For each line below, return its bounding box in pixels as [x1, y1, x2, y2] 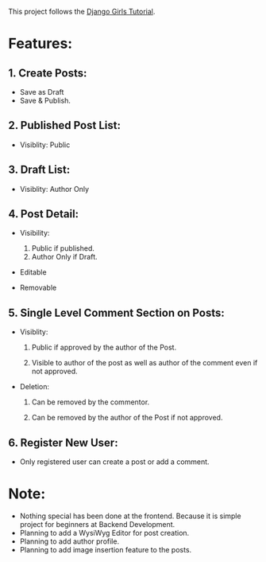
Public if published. [31, 244, 95, 253]
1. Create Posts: [8, 66, 87, 80]
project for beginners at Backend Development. [19, 520, 175, 529]
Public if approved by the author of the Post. [31, 342, 177, 353]
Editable [19, 267, 47, 277]
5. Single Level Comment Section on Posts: [8, 306, 225, 319]
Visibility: [19, 228, 50, 238]
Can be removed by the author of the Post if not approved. [31, 413, 223, 423]
